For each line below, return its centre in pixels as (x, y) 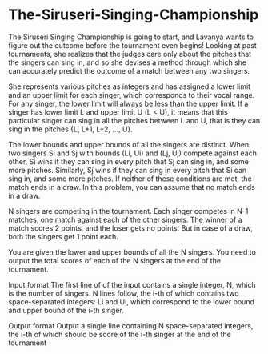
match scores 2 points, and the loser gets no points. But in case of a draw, (131, 228)
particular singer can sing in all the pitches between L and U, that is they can (134, 120)
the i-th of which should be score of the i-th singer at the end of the (120, 334)
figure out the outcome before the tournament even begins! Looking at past (133, 45)
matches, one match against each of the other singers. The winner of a (125, 219)
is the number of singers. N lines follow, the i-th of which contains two (124, 293)
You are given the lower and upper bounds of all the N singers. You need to (132, 252)
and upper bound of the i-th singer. (66, 310)
